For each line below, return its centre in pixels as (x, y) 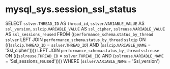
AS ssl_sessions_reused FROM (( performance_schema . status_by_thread (79, 34)
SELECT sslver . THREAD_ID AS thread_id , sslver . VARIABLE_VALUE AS (75, 23)
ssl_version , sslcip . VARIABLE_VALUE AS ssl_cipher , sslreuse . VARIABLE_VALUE (85, 28)
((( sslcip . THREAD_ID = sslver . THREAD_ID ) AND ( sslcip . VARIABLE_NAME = (78, 45)
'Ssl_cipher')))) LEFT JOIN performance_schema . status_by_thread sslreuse (82, 50)
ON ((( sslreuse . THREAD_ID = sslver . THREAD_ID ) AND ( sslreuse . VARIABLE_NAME (84, 56)
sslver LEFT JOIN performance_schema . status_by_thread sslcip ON (76, 40)
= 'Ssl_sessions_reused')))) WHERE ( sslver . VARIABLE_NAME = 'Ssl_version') (83, 61)
